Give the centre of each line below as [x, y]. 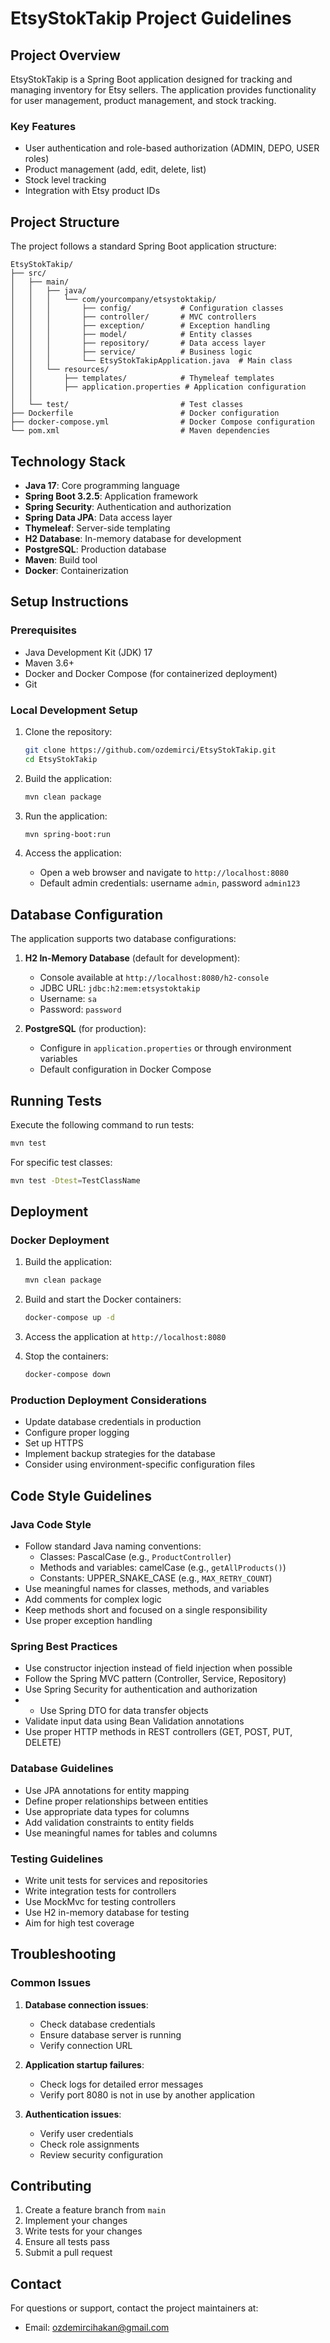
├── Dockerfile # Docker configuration [145, 413]
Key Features [43, 126]
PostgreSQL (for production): [85, 1029]
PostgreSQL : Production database [95, 549]
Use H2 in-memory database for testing [107, 1912]
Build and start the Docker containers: [103, 1299]
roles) [37, 159]
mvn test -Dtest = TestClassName [75, 1180]
